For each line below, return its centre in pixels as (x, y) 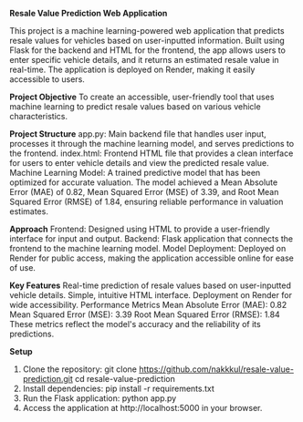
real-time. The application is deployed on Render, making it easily (132, 69)
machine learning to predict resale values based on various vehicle (136, 107)
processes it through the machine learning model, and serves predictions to (152, 144)
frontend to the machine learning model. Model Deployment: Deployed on (148, 248)
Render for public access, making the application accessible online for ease (151, 258)
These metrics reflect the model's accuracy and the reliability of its (136, 324)
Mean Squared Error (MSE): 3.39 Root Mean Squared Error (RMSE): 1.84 (145, 314)
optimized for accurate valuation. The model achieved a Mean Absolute (144, 182)
